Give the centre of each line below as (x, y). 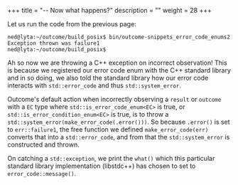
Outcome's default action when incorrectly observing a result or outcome (114, 99)
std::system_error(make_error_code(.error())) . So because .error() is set (119, 122)
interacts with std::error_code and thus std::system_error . (94, 85)
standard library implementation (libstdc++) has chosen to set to (102, 166)
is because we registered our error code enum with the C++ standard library (119, 70)
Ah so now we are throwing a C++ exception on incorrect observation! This (117, 63)
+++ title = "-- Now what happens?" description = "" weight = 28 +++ (109, 10)
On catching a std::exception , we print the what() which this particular (111, 158)
